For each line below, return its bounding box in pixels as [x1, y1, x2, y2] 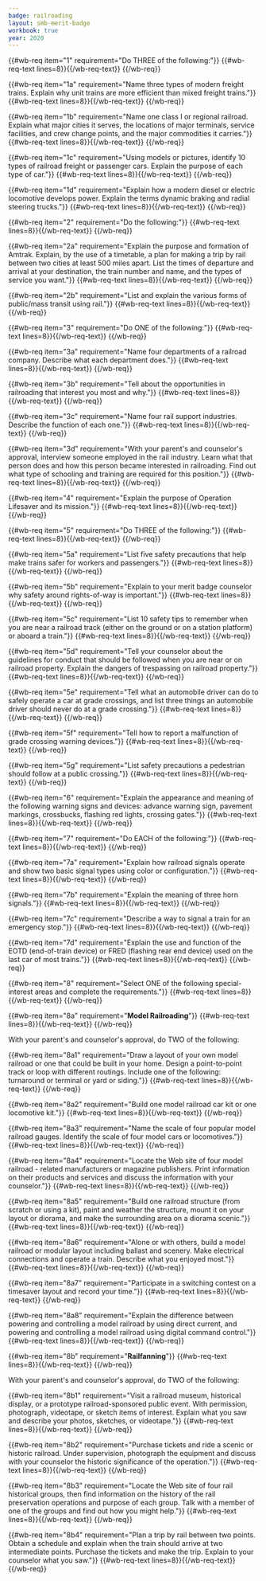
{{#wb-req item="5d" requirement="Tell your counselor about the [8, 647, 224, 656]
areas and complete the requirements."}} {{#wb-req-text [34, 987, 220, 996]
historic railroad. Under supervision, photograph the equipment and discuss [8, 1449, 256, 1458]
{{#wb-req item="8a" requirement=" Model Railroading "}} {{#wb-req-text [8, 1011, 250, 1020]
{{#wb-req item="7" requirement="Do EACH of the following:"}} [8, 834, 218, 843]
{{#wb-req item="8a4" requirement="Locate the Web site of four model [8, 1156, 244, 1165]
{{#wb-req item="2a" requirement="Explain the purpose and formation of [8, 241, 249, 251]
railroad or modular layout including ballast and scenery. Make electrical [8, 1246, 245, 1255]
